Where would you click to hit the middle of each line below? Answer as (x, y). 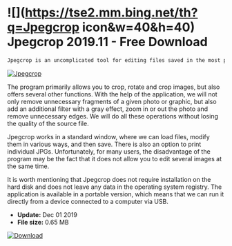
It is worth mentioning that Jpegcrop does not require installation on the (109, 179)
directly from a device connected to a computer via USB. (88, 201)
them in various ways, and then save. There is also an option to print (104, 144)
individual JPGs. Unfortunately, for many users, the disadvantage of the (109, 151)
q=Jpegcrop (43, 27)
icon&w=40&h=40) (138, 27)
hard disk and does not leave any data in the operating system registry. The (115, 187)
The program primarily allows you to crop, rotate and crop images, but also (114, 87)
